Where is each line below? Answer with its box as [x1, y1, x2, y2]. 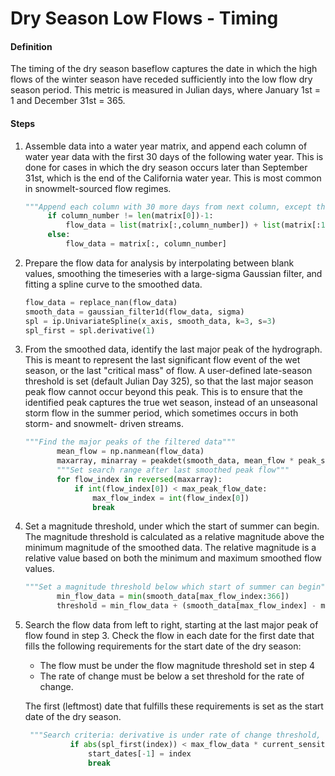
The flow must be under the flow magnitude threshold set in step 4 [39, 660, 315, 672]
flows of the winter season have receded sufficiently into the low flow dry [10, 73, 313, 86]
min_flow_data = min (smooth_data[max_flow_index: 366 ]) [56, 592, 290, 602]
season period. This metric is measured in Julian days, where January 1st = [10, 84, 321, 96]
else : [47, 230, 71, 240]
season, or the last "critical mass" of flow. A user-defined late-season [24, 365, 313, 377]
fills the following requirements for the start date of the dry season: [24, 640, 302, 652]
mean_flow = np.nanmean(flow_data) [56, 447, 205, 457]
